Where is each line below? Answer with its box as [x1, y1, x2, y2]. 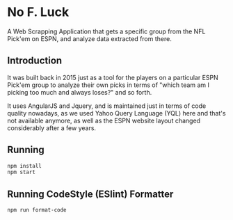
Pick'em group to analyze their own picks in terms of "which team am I [7, 81, 210, 89]
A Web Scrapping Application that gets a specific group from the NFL [7, 27, 206, 36]
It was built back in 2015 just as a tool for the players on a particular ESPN [7, 73, 219, 81]
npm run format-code [7, 207, 67, 214]
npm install [7, 162, 42, 169]
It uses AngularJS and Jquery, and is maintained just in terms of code [7, 102, 207, 110]
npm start [7, 168, 36, 176]
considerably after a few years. [7, 123, 96, 132]
